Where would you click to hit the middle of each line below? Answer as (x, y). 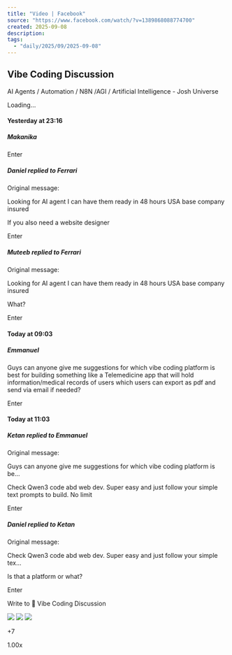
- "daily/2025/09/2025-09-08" (57, 46)
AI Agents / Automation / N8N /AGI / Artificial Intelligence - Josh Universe (113, 91)
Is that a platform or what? (45, 577)
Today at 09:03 (30, 333)
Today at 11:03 (29, 419)
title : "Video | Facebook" (46, 14)
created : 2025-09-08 (37, 27)
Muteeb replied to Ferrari (44, 252)
